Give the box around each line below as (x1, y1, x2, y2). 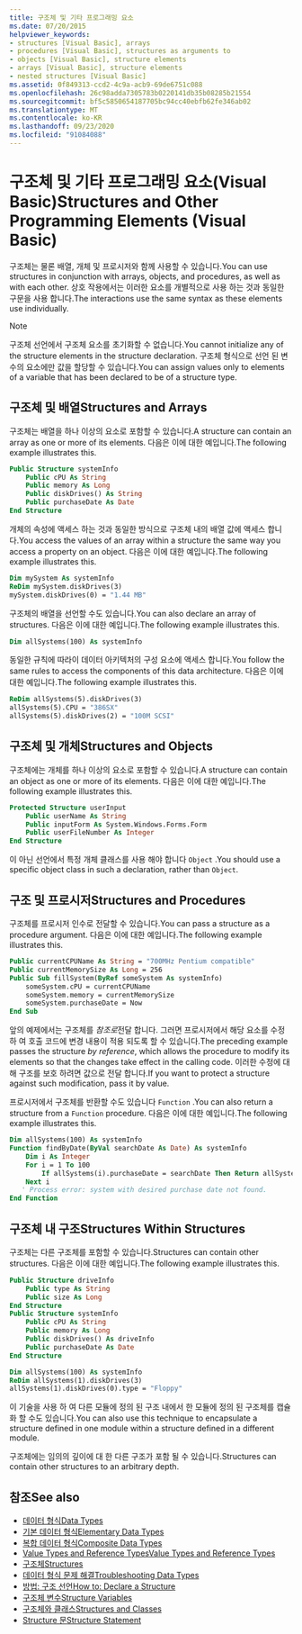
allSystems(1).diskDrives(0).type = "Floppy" (9, 1384, 182, 1394)
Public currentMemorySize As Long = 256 (9, 965, 164, 974)
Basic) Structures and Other (9, 192, 218, 212)
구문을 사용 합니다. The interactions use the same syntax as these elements (9, 293, 283, 303)
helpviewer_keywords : (9, 30, 91, 39)
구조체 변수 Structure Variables (22, 1593, 133, 1603)
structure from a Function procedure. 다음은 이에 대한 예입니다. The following (9, 1108, 288, 1119)
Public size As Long (25, 1293, 102, 1302)
